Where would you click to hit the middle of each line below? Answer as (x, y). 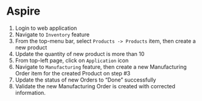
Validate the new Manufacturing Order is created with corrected (95, 86)
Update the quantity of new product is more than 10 (80, 54)
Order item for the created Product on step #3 (73, 73)
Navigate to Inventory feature (52, 34)
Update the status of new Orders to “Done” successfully (85, 80)
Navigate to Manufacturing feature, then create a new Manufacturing (101, 67)
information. (30, 92)
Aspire (23, 11)
